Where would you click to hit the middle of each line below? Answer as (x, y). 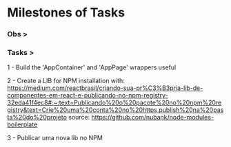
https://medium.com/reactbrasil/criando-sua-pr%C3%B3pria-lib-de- (105, 88)
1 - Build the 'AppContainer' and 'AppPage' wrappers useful (92, 67)
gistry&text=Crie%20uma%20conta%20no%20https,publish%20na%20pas (115, 110)
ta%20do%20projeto (37, 117)
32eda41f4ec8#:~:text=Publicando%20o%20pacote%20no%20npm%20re (114, 103)
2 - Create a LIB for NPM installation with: (66, 81)
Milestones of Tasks (66, 13)
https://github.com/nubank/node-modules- (153, 117)
